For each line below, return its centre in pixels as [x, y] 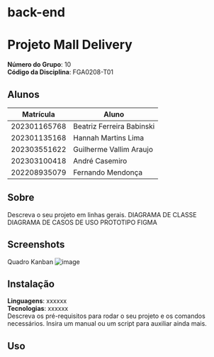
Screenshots [36, 245]
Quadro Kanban [30, 262]
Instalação [31, 284]
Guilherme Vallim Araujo [113, 149]
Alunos [24, 94]
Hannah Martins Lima [108, 138]
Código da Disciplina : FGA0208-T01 [61, 72]
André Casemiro [100, 160]
